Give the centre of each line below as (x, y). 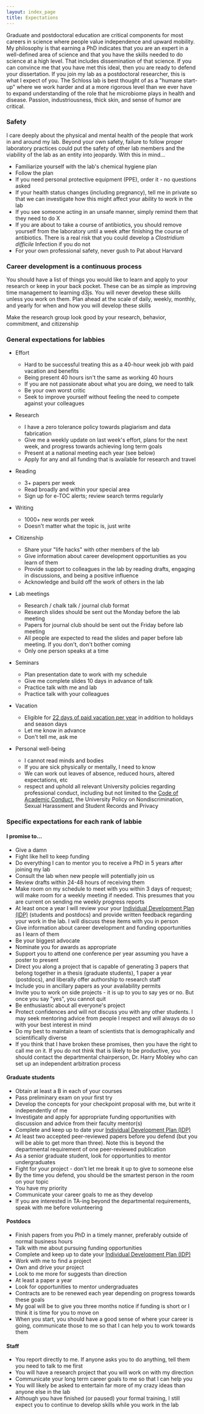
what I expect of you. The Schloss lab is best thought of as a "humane (94, 80)
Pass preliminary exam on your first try (64, 1097)
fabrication (38, 434)
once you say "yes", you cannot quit (61, 999)
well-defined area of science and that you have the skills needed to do (95, 54)
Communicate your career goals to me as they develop (84, 1194)
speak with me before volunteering (59, 1207)
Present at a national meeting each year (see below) (90, 453)
